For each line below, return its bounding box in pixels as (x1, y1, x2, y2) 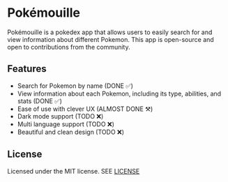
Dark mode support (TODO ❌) (17, 112, 104, 120)
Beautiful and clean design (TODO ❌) (17, 128, 124, 136)
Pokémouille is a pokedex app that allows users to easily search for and (7, 28, 213, 36)
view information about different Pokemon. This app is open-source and (7, 35, 214, 43)
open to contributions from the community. (7, 43, 130, 51)
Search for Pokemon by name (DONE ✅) (17, 82, 134, 90)
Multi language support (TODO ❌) (17, 120, 115, 128)
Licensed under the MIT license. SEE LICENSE (7, 167, 140, 175)
